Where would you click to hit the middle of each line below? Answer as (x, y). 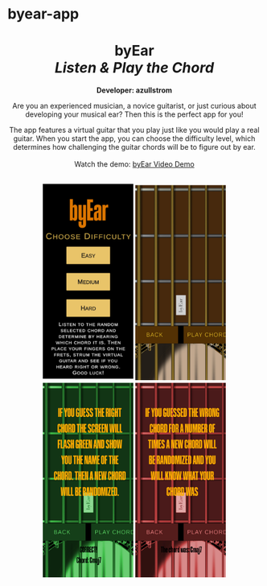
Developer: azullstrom (134, 90)
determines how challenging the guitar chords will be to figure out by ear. (134, 147)
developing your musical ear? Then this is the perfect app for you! (134, 114)
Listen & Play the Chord (134, 68)
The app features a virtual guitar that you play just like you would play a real (134, 130)
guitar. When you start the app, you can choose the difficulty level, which (134, 138)
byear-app (43, 14)
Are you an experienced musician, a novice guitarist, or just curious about (134, 106)
